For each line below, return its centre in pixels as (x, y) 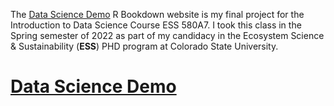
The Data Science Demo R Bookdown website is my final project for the (157, 14)
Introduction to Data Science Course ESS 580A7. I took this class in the (156, 25)
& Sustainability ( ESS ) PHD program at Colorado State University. (144, 46)
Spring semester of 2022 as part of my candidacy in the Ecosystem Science (167, 35)
